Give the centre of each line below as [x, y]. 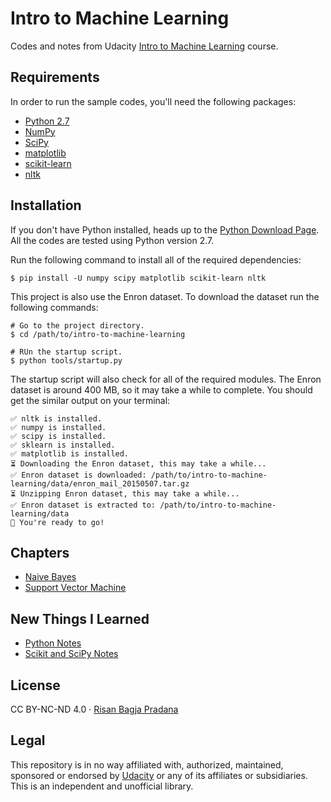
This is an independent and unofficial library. [102, 786]
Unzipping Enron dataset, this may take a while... [129, 493]
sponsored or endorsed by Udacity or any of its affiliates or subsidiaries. [159, 775]
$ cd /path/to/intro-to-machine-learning [98, 334]
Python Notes [53, 643]
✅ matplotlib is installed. [70, 453]
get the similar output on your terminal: [90, 400]
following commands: [54, 307]
